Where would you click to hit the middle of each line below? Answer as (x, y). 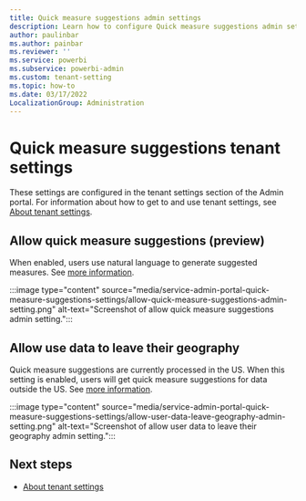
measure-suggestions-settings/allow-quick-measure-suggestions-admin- (148, 300)
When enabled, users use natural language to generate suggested (133, 263)
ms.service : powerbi (49, 60)
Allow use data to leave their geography (124, 348)
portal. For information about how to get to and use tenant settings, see (143, 203)
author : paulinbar (44, 35)
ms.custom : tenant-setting (61, 78)
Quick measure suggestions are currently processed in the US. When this (147, 370)
